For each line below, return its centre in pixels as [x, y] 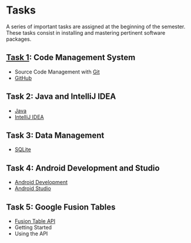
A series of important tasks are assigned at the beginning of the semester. [96, 26]
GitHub [23, 78]
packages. [19, 39]
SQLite [23, 149]
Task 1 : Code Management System [71, 57]
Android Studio [33, 188]
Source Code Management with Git [57, 72]
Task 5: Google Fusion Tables [61, 207]
